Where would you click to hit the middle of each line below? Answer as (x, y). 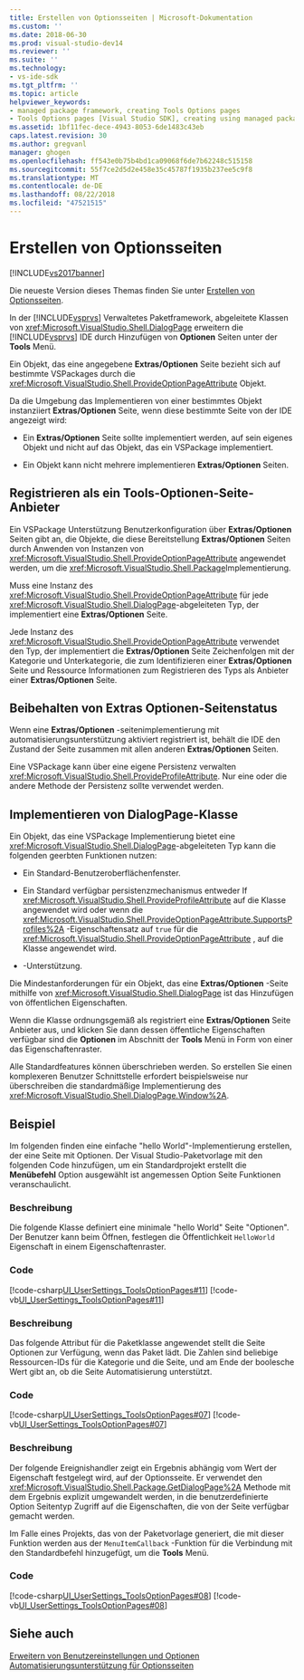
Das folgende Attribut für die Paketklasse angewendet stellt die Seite (137, 1342)
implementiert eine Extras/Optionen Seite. (89, 614)
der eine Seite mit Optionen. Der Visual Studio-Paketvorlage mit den (136, 1156)
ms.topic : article (44, 93)
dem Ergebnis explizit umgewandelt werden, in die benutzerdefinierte (139, 1496)
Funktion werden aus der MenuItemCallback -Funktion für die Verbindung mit (151, 1543)
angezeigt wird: (38, 420)
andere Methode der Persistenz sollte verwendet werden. (117, 786)
